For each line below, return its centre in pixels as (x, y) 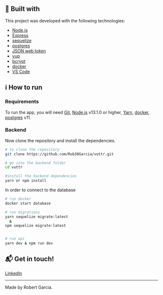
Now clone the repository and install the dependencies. (60, 140)
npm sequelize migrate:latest (36, 226)
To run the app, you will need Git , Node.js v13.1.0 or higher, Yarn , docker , (77, 112)
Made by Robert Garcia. (29, 287)
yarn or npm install (26, 181)
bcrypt (19, 61)
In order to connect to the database (41, 190)
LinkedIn (14, 273)
